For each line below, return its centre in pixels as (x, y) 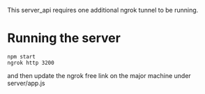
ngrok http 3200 (31, 63)
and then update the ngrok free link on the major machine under (99, 75)
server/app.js (26, 83)
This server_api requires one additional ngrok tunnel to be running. (103, 10)
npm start (22, 56)
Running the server (64, 38)
